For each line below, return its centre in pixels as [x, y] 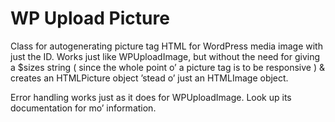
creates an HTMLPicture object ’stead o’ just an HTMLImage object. [149, 78]
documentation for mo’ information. [83, 108]
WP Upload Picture [90, 18]
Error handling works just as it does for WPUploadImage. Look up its [151, 97]
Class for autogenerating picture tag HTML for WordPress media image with [166, 46]
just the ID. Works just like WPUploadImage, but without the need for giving [165, 56]
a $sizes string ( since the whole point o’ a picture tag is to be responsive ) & [168, 67]
